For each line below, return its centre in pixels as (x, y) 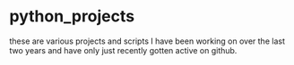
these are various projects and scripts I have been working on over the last (147, 41)
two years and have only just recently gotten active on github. (123, 50)
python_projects (72, 16)
